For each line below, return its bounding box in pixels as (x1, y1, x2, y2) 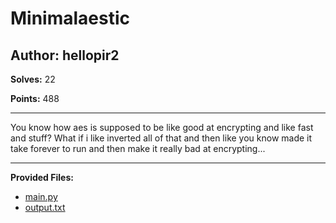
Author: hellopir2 (10, 47, 120, 64)
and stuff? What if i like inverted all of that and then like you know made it (10, 132, 313, 144)
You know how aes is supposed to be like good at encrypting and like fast (10, 122, 314, 133)
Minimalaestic (10, 7, 131, 30)
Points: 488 (10, 93, 60, 104)
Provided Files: (10, 172, 74, 183)
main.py (24, 191, 58, 202)
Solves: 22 (10, 73, 56, 85)
